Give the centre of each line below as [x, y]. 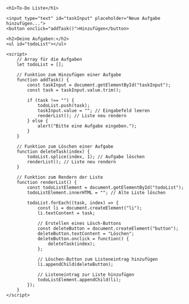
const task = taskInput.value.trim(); [74, 90]
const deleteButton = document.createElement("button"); [108, 228]
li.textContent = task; [66, 213]
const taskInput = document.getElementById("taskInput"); [99, 85]
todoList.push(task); [64, 105]
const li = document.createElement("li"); [90, 208]
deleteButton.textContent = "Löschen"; [86, 234]
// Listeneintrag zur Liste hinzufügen [86, 275]
